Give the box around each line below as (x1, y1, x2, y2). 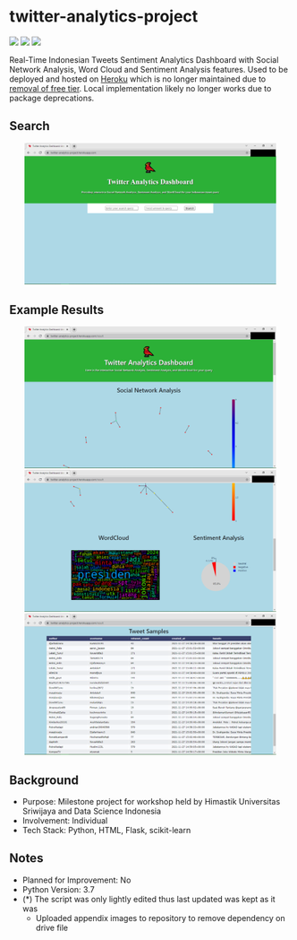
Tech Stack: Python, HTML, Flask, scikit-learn (21, 825, 191, 836)
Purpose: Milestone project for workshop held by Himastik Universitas (21, 796, 281, 807)
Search (9, 118, 51, 134)
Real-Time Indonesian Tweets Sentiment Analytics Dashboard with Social (9, 54, 279, 65)
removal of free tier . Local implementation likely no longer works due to (9, 83, 272, 93)
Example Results (9, 302, 105, 318)
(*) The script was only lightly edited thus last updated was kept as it (21, 893, 276, 904)
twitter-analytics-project (9, 6, 199, 27)
